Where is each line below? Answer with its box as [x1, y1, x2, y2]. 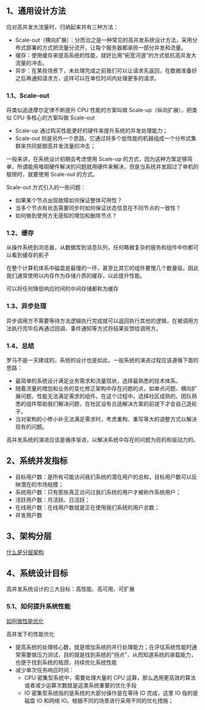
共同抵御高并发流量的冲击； [26, 143, 96, 150]
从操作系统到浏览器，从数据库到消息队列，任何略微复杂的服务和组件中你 [6, 244, 188, 251]
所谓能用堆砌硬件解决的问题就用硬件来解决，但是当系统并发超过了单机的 [16, 163, 199, 170]
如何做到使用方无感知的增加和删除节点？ [15, 212, 117, 219]
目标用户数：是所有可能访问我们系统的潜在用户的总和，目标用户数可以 [15, 473, 192, 480]
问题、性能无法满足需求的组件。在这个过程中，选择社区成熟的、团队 [20, 392, 192, 400]
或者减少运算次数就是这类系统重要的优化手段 [24, 681, 137, 689]
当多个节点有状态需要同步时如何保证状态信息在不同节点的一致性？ [15, 204, 181, 212]
